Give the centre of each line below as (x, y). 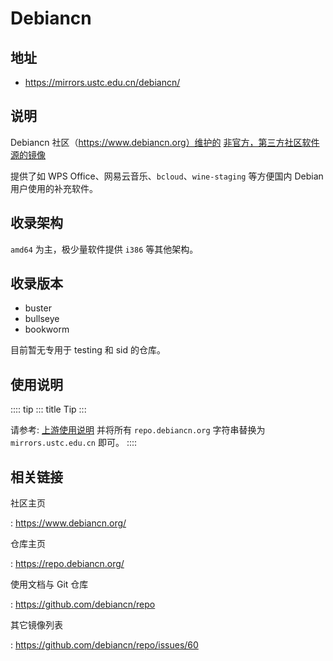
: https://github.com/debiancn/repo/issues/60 (104, 645)
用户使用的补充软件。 (54, 188)
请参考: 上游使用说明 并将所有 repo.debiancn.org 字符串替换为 (138, 430)
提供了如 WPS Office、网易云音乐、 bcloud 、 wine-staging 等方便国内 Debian (167, 176)
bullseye (42, 319)
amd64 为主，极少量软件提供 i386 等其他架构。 (104, 249)
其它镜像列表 (36, 625)
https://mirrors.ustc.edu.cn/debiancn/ (102, 82)
